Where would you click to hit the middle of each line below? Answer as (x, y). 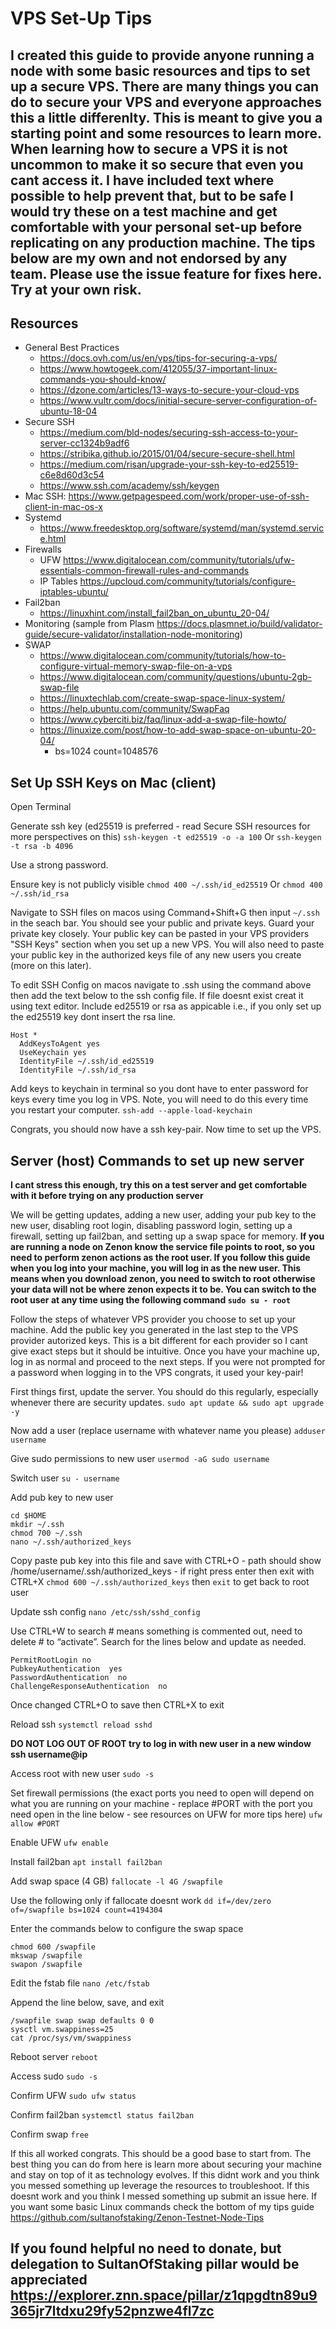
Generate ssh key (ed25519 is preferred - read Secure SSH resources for (160, 826)
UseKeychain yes (53, 1053)
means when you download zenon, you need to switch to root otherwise (163, 1279)
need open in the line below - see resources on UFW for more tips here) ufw (166, 1814)
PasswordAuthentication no (69, 1678)
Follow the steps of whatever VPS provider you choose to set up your (153, 1319)
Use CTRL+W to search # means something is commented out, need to (156, 1631)
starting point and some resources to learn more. (166, 133)
